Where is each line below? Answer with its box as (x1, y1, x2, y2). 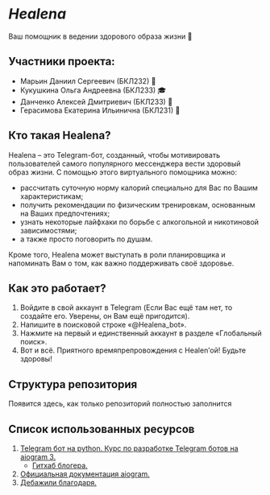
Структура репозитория (8, 377, 138, 391)
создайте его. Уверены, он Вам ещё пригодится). (19, 311, 190, 321)
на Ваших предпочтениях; (19, 208, 110, 218)
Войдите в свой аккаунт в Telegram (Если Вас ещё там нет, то (19, 303, 233, 312)
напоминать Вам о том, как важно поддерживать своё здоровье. (8, 258, 235, 268)
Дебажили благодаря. (19, 478, 97, 487)
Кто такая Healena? (8, 129, 111, 142)
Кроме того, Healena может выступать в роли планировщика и (8, 250, 226, 259)
